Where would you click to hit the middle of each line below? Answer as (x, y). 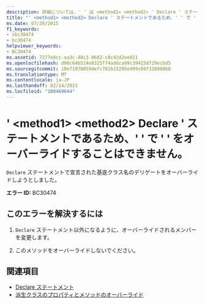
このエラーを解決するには (54, 214)
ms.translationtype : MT (37, 74)
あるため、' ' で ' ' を (132, 139)
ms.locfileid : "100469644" (41, 92)
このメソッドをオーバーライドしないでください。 (77, 250)
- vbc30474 (20, 35)
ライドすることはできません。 (113, 154)
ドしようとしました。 (33, 179)
